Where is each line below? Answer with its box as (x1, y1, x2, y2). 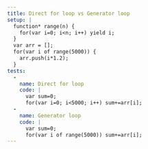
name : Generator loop (19, 112, 81, 119)
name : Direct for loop (19, 80, 84, 87)
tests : (7, 67, 26, 74)
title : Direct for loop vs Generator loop (7, 10, 130, 17)
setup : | (7, 16, 32, 23)
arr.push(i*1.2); (19, 55, 69, 62)
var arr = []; (13, 42, 53, 49)
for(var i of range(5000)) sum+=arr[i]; (25, 131, 143, 138)
